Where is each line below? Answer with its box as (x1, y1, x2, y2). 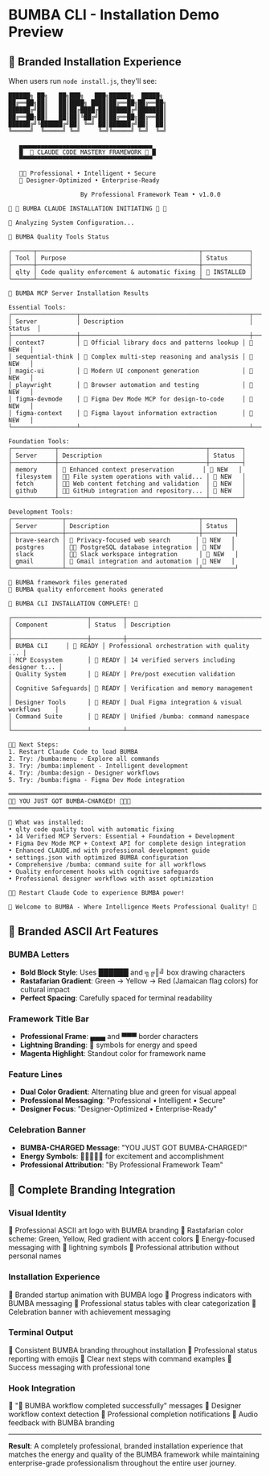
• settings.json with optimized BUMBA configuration (8, 854, 189, 862)
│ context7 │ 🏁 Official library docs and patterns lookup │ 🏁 (8, 339, 253, 347)
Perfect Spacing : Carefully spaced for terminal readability (19, 993, 213, 1003)
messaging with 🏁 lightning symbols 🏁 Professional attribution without (8, 1243, 239, 1253)
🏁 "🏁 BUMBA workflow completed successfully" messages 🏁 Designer (8, 1401, 242, 1411)
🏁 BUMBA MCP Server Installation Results (8, 289, 149, 297)
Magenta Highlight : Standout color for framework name (19, 1048, 207, 1058)
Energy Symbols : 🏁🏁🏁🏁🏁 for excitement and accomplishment (19, 1151, 224, 1161)
